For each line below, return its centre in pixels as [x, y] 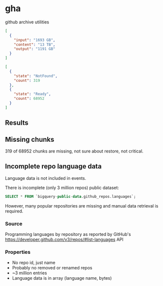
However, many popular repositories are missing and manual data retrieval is [82, 206]
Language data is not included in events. [46, 178]
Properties [18, 252]
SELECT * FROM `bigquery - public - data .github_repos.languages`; [71, 196]
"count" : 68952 [29, 99]
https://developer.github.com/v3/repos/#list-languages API [64, 239]
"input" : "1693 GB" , [35, 40]
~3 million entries [29, 273]
